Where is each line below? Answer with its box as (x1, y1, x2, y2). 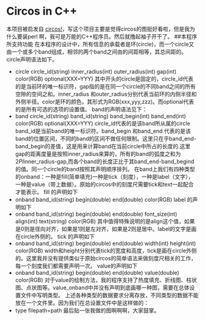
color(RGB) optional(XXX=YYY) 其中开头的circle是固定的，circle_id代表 (15, 75, 194, 82)
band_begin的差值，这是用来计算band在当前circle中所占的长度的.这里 (15, 142, 191, 150)
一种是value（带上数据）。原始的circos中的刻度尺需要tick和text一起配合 (15, 180, 194, 188)
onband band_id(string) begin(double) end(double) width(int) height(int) (15, 240, 196, 247)
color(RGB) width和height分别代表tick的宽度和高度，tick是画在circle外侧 (15, 247, 197, 254)
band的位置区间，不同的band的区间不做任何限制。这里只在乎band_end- (15, 135, 196, 142)
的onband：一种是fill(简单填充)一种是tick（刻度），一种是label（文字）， (15, 172, 194, 180)
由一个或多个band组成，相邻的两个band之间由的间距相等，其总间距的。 (6, 48, 187, 55)
